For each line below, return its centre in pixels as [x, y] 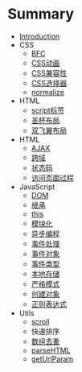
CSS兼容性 [49, 72]
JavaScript [37, 187]
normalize [48, 92]
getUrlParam [52, 358]
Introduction [39, 36]
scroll [40, 321]
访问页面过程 [52, 177]
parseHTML [51, 350]
